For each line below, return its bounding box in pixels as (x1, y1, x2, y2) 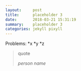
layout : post (5, 7, 42, 13)
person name (17, 60, 46, 66)
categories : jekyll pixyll (5, 27, 63, 32)
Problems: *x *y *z (5, 40, 45, 46)
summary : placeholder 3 (5, 21, 63, 27)
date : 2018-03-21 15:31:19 (5, 17, 76, 22)
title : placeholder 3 (5, 12, 63, 17)
